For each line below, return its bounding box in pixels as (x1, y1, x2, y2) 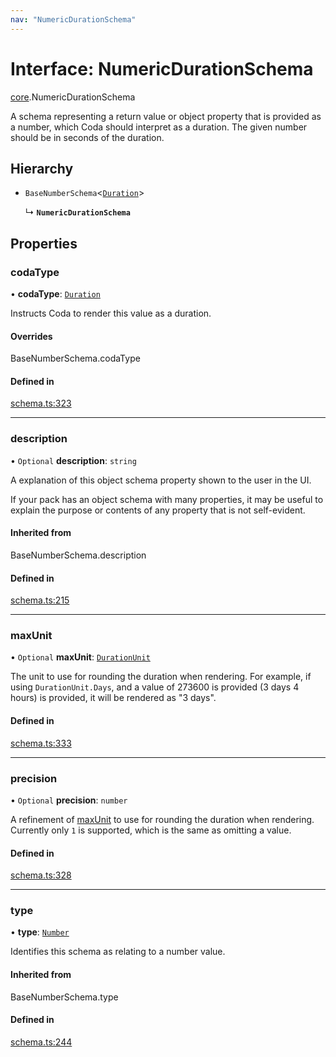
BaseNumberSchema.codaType (10, 352, 141, 365)
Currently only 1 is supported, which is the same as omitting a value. (10, 824, 292, 836)
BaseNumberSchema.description (10, 549, 147, 561)
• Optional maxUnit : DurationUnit (10, 651, 151, 663)
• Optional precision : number (10, 794, 128, 806)
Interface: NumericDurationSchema (10, 57, 314, 80)
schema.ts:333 (10, 737, 72, 749)
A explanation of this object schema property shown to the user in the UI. (10, 474, 312, 486)
